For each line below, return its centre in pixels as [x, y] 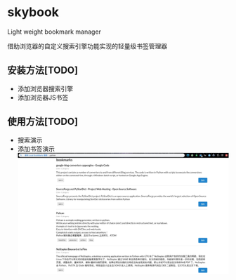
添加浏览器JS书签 [43, 97]
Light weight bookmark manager [54, 32]
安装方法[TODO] [43, 71]
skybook [33, 12]
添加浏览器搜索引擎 [45, 88]
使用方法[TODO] [43, 122]
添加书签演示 [36, 149]
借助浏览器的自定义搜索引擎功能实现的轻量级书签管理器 [87, 46]
